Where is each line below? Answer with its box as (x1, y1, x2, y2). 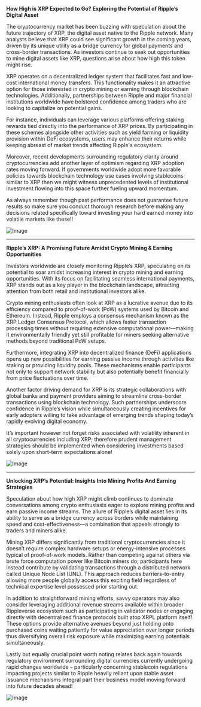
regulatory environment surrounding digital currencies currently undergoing (6, 657, 193, 664)
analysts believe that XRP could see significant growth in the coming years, (6, 36, 191, 42)
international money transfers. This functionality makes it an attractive (18, 79, 191, 86)
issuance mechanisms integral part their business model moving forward (6, 676, 185, 683)
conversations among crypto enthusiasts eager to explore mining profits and (6, 502, 195, 508)
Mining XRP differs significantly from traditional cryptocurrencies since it (6, 538, 185, 546)
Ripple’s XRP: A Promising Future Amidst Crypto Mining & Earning (6, 245, 173, 251)
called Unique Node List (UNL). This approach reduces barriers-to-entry (6, 571, 185, 577)
